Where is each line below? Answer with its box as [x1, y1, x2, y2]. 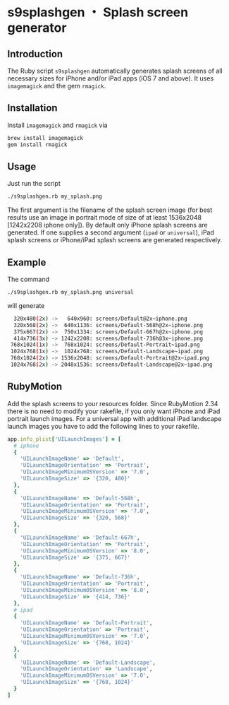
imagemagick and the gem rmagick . [7, 82, 106, 90]
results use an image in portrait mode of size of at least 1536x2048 [7, 213, 202, 222]
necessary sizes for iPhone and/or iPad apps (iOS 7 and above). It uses [7, 74, 214, 83]
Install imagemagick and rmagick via [7, 121, 108, 129]
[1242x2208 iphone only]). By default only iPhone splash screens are [7, 221, 208, 230]
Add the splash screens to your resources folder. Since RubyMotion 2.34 [7, 399, 218, 408]
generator [7, 20, 67, 36]
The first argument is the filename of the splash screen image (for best [7, 206, 213, 214]
